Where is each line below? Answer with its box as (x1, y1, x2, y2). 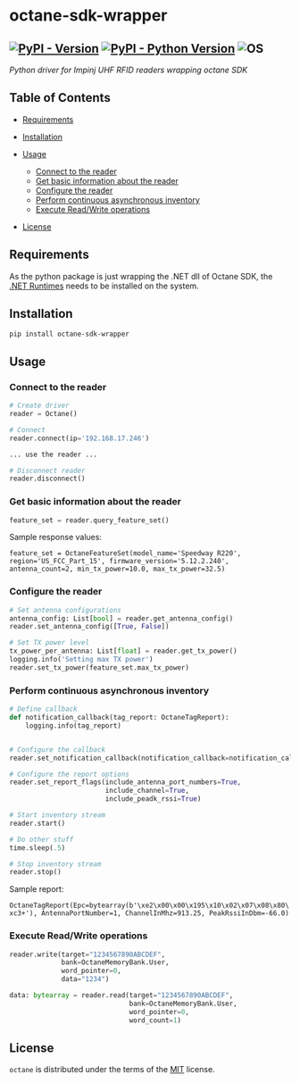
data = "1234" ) (61, 975, 110, 984)
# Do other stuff (9, 835, 74, 844)
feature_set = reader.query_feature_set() (9, 515, 170, 525)
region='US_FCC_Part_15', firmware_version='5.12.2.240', (9, 557, 229, 566)
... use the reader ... (9, 450, 98, 459)
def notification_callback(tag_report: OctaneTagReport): (9, 713, 229, 722)
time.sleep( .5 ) (9, 843, 66, 853)
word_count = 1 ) (129, 1015, 181, 1025)
